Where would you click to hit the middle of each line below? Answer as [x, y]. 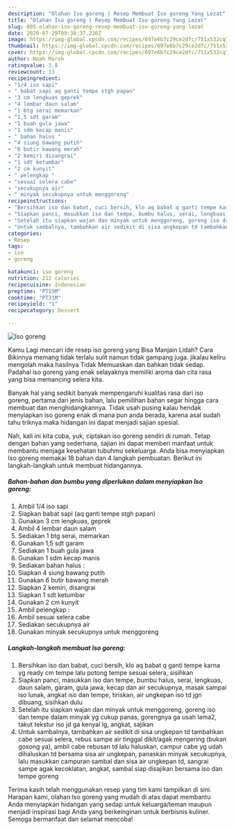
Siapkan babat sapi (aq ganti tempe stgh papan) [86, 513]
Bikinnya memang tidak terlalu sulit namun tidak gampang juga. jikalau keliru [117, 357]
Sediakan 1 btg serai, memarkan [64, 535]
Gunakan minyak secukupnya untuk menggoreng [88, 632]
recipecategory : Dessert [44, 311]
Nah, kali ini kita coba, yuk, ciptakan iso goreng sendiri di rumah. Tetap [109, 436]
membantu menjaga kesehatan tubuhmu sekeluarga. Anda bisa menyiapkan [116, 450]
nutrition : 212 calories [44, 278]
